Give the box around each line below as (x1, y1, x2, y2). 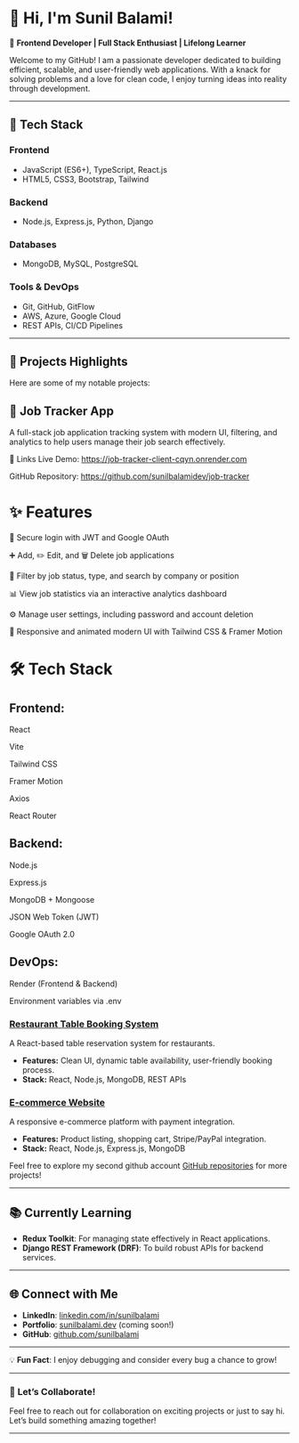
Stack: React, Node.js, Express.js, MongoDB (21, 1143, 186, 1154)
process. (21, 1065, 55, 1075)
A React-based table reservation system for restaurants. (9, 1038, 215, 1049)
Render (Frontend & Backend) (9, 978, 118, 989)
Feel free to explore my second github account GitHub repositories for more (9, 1161, 287, 1171)
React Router (9, 810, 57, 822)
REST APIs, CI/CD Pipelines (21, 320, 123, 330)
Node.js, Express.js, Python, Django (21, 215, 154, 226)
